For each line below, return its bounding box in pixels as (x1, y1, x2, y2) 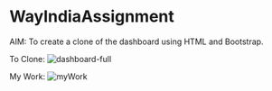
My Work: (9, 70, 46, 82)
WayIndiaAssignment (9, 6, 174, 27)
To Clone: (9, 53, 45, 64)
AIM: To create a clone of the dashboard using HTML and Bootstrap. (9, 36, 264, 47)
